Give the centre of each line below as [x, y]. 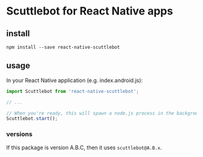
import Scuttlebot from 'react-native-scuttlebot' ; [72, 91]
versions [19, 134]
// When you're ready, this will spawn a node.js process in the [90, 113]
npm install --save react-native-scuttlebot [63, 47]
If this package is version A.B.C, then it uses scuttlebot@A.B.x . [84, 147]
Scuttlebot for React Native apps [90, 11]
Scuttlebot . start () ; [32, 119]
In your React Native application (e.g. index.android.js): [75, 80]
